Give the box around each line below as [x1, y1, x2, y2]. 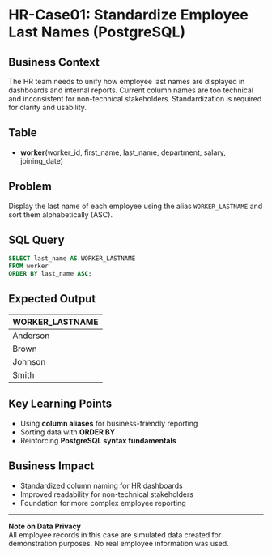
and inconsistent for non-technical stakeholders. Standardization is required [8, 94, 262, 103]
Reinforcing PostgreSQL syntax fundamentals [19, 435, 176, 445]
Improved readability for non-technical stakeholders [19, 489, 194, 499]
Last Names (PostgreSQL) [8, 23, 186, 41]
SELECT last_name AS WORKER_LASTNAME [8, 254, 136, 263]
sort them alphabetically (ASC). [8, 209, 113, 220]
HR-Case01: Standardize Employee [8, 6, 249, 24]
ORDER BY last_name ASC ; [8, 270, 92, 278]
